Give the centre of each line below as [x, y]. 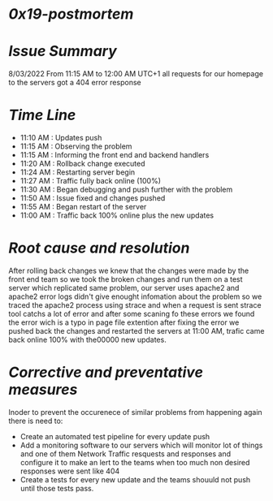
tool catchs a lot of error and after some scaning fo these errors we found [132, 314]
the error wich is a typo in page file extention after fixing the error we [124, 322]
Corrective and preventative [106, 372]
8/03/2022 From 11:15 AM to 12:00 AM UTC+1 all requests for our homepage [136, 74]
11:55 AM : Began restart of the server [83, 207]
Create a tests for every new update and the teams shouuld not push [135, 479]
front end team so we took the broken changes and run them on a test [126, 279]
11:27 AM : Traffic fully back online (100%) [90, 181]
